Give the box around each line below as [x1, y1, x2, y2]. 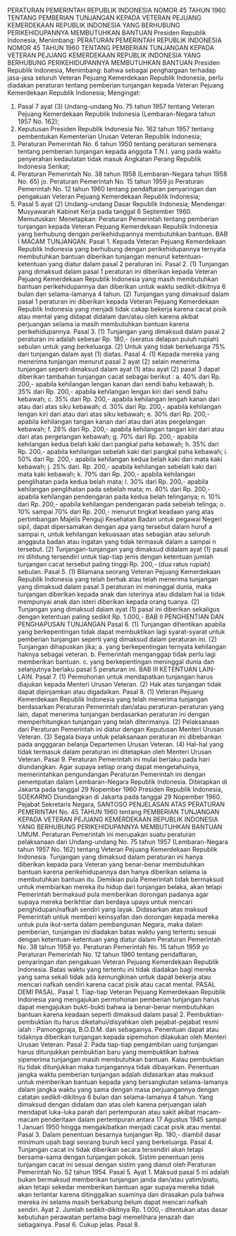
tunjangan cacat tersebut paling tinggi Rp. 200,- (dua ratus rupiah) [17, 560, 211, 568]
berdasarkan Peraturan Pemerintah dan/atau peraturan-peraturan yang [17, 703, 224, 711]
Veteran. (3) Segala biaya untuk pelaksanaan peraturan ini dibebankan [17, 732, 222, 741]
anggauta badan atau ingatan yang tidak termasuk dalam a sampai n [17, 537, 216, 546]
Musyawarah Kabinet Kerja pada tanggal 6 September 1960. [17, 208, 192, 215]
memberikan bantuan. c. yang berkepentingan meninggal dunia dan [17, 658, 215, 666]
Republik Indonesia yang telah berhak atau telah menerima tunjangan [17, 575, 218, 583]
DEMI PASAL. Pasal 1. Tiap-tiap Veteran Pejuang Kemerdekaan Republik [17, 988, 226, 996]
